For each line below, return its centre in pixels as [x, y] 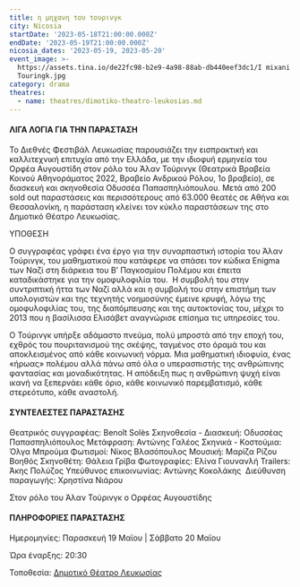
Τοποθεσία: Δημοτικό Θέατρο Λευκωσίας [86, 572]
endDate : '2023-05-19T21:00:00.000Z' [80, 43]
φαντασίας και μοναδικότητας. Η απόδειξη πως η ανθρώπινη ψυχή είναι [145, 373]
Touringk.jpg [42, 76]
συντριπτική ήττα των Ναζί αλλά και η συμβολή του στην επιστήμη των [143, 289]
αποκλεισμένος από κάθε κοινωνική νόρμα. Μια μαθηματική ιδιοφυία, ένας [150, 354]
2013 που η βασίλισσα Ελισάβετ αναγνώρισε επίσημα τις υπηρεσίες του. [145, 317]
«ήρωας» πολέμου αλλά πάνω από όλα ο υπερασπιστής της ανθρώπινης [147, 363]
